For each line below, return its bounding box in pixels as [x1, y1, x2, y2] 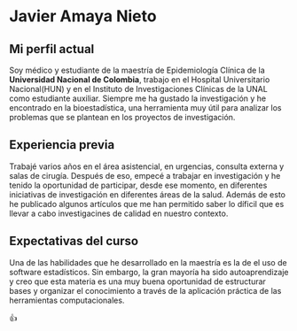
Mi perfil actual [9, 42, 95, 57]
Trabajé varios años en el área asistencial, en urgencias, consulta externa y [9, 161, 285, 172]
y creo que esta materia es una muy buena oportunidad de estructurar [9, 276, 266, 287]
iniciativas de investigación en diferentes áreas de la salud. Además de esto [9, 189, 286, 200]
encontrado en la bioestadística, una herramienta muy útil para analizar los [9, 103, 282, 112]
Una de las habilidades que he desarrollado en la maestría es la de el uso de [9, 257, 287, 267]
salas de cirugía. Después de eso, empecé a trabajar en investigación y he [9, 170, 281, 181]
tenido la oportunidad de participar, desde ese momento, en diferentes [9, 180, 268, 190]
